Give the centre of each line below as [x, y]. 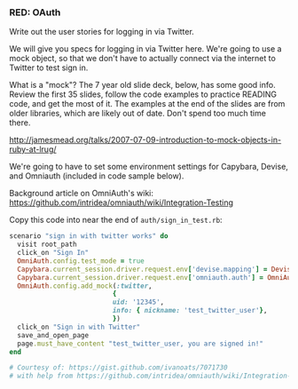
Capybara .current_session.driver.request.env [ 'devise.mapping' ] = [142, 269]
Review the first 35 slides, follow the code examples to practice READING [143, 94]
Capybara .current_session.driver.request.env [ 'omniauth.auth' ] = [141, 277]
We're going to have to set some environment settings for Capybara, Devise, [149, 167]
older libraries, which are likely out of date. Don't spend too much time [137, 114]
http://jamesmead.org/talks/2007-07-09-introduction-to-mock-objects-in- [145, 140]
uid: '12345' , [138, 302]
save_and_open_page [53, 335]
